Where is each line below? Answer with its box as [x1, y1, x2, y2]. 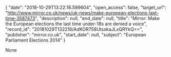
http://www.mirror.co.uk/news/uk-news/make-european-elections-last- [7, 10, 159, 16]
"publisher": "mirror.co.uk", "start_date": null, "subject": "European [5, 32, 146, 37]
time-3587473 [5, 15, 35, 21]
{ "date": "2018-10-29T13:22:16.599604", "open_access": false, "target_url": [5, 5, 166, 10]
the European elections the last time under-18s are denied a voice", [5, 21, 147, 27]
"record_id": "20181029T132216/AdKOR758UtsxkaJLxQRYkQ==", [5, 26, 143, 32]
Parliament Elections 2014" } [5, 37, 66, 43]
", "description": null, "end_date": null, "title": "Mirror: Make [35, 15, 160, 21]
